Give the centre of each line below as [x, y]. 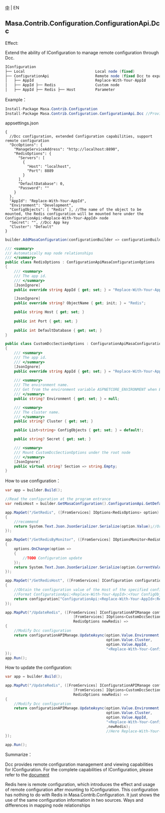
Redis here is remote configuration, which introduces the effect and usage [80, 784]
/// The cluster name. [37, 412]
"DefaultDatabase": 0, [41, 184]
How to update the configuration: [39, 668]
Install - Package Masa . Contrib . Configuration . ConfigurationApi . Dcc [74, 113]
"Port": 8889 [40, 171]
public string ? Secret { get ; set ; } [53, 439]
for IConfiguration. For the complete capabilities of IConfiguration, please [79, 770]
